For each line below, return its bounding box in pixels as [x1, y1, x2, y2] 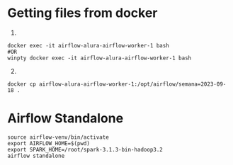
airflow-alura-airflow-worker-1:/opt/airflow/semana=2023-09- [38, 80, 227, 88]
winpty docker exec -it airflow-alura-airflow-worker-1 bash [7, 55, 192, 62]
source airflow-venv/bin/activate [7, 133, 110, 141]
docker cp [7, 80, 37, 88]
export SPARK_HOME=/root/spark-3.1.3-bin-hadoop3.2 [7, 146, 163, 153]
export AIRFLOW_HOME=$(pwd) [7, 140, 91, 147]
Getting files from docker [7, 5, 158, 21]
